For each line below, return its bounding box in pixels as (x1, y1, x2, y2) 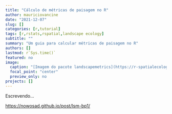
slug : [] (5, 21, 24, 27)
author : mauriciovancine (5, 12, 58, 17)
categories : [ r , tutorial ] (5, 27, 60, 32)
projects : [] (5, 79, 33, 84)
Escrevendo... (5, 93, 34, 99)
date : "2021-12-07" (5, 17, 47, 22)
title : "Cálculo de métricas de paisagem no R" (5, 7, 109, 13)
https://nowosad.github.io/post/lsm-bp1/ (5, 103, 91, 109)
